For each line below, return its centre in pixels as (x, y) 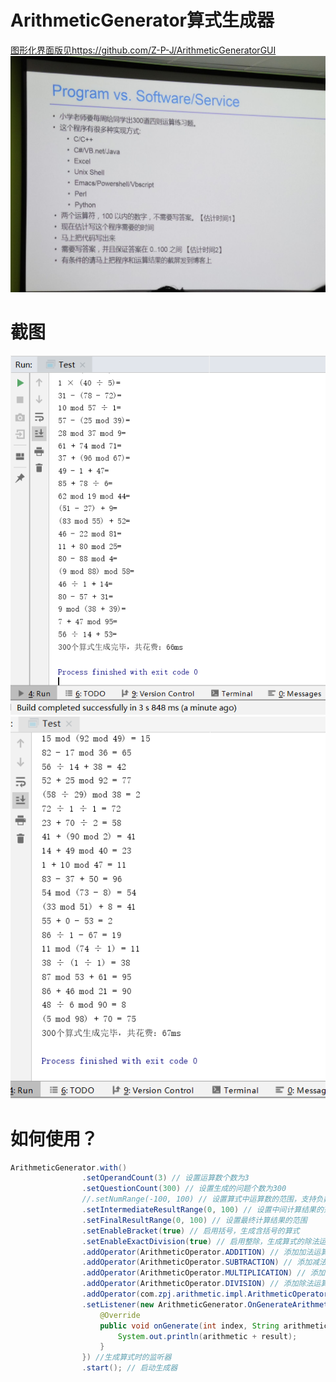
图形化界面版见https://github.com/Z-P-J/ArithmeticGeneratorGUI (143, 50)
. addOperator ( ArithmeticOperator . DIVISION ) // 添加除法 (197, 1284)
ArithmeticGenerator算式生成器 (142, 20)
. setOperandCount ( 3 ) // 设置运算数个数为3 (165, 1178)
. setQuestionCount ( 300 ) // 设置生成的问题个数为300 (184, 1189)
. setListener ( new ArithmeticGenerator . (164, 1304)
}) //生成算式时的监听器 (126, 1357)
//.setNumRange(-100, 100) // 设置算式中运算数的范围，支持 (199, 1199)
